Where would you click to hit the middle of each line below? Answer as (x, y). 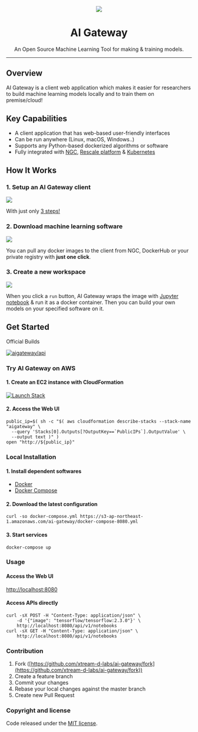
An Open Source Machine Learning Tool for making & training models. (99, 49)
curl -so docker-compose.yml (42, 517)
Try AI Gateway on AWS (41, 368)
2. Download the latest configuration (52, 504)
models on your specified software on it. (55, 308)
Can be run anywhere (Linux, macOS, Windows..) (74, 139)
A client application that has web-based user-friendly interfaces (92, 133)
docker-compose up (29, 547)
